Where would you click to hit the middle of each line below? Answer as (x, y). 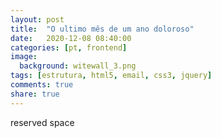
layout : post (37, 19)
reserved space (42, 122)
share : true (35, 94)
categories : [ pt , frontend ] (69, 47)
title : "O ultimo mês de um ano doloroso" (102, 29)
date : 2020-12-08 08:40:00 (71, 38)
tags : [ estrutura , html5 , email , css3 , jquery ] (111, 76)
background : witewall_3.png (78, 66)
